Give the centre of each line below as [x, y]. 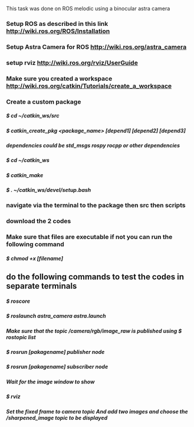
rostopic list [21, 337]
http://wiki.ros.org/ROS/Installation [58, 31]
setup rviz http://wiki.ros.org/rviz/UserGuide [72, 62]
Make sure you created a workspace [59, 78]
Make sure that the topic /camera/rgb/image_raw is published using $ [94, 331]
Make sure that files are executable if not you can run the [89, 237]
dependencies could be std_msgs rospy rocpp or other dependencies [93, 145]
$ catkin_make [25, 175]
